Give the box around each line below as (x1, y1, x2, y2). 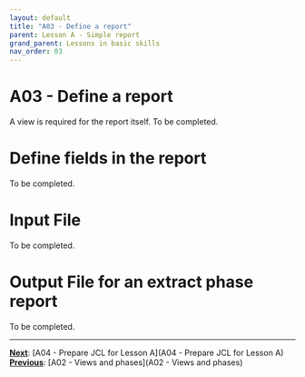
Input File (9, 210, 82, 231)
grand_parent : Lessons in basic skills (9, 38, 161, 48)
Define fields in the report (9, 148, 207, 169)
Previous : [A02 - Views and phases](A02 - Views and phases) (9, 356, 243, 368)
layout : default (9, 13, 71, 23)
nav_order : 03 (9, 47, 64, 56)
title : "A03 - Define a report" (9, 22, 132, 31)
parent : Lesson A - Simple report (9, 30, 141, 39)
